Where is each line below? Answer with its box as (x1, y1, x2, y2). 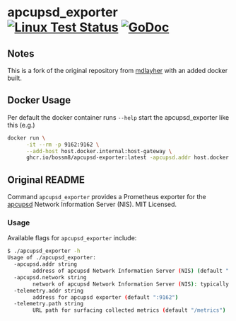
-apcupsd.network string (13, 274, 87, 281)
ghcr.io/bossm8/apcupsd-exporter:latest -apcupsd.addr (25, 154, 191, 162)
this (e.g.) (7, 120, 35, 129)
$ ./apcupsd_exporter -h (7, 247, 81, 255)
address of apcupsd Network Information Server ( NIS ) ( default (33, 267, 223, 275)
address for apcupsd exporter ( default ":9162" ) (33, 293, 179, 301)
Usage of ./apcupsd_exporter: (7, 254, 97, 261)
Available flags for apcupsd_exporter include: (7, 234, 137, 242)
